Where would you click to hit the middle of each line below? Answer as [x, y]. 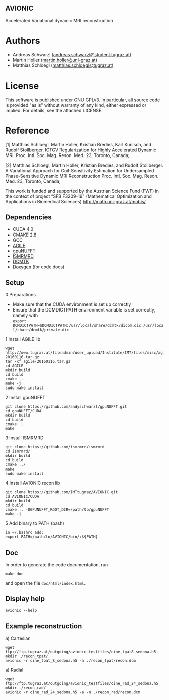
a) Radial [14, 670]
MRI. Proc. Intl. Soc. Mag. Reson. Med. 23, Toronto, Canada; [67, 155]
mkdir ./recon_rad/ [26, 688]
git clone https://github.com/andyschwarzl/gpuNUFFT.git [66, 407]
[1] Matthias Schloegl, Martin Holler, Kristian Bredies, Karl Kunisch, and [78, 144]
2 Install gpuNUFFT [25, 398]
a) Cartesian [18, 638]
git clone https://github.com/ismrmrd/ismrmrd [55, 447]
